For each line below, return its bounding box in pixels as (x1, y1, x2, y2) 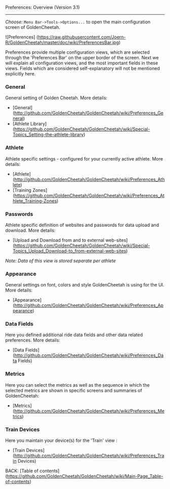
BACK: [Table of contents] (5, 468, 60, 474)
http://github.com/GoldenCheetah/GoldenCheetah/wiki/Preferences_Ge (14, 110, 163, 116)
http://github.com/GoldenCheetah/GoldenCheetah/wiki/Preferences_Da (14, 352, 164, 358)
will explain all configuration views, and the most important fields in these (5, 60, 158, 66)
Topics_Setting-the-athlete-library (12, 132, 84, 138)
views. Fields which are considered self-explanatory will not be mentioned (5, 65, 160, 71)
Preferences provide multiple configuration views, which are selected (5, 49, 150, 55)
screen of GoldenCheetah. (5, 24, 61, 30)
